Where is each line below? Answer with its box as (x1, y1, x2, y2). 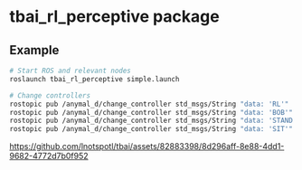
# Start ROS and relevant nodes (9, 66, 131, 75)
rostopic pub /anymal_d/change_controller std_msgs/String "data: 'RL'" (9, 99, 289, 109)
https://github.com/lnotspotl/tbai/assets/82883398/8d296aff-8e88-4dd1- (9, 141, 285, 152)
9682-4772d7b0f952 (9, 151, 89, 162)
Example (9, 42, 60, 58)
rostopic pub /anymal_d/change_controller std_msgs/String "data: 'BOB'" (9, 108, 294, 117)
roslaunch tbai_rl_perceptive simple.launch (9, 74, 180, 83)
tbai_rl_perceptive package (9, 6, 220, 27)
